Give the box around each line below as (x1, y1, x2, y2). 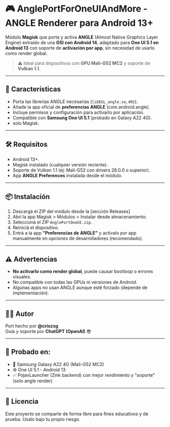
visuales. (12, 274, 31, 280)
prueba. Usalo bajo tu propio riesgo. (5, 416, 80, 422)
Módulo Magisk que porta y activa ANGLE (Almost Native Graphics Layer (5, 34, 158, 40)
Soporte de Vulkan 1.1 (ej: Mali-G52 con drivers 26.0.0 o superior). (12, 167, 150, 173)
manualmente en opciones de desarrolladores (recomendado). (12, 236, 143, 242)
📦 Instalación (5, 192, 50, 201)
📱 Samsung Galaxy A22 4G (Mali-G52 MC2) (12, 361, 105, 367)
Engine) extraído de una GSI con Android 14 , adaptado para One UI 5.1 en (5, 39, 159, 45)
